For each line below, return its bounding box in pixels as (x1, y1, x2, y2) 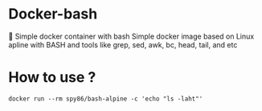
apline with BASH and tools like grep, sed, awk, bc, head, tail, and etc (8, 39, 238, 49)
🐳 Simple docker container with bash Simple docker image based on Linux (8, 31, 255, 41)
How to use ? (8, 68, 96, 87)
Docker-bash (8, 5, 98, 23)
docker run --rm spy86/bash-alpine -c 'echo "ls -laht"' (8, 94, 203, 103)
